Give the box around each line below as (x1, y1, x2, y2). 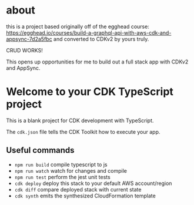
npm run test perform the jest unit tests (14, 173, 111, 180)
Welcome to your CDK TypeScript (6, 85, 173, 99)
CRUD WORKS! (6, 46, 43, 53)
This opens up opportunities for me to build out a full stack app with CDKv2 (6, 58, 189, 65)
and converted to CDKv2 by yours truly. (53, 35, 149, 42)
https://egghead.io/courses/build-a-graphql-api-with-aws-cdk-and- (6, 29, 172, 36)
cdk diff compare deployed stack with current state (14, 186, 142, 193)
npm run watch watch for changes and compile (14, 167, 128, 174)
